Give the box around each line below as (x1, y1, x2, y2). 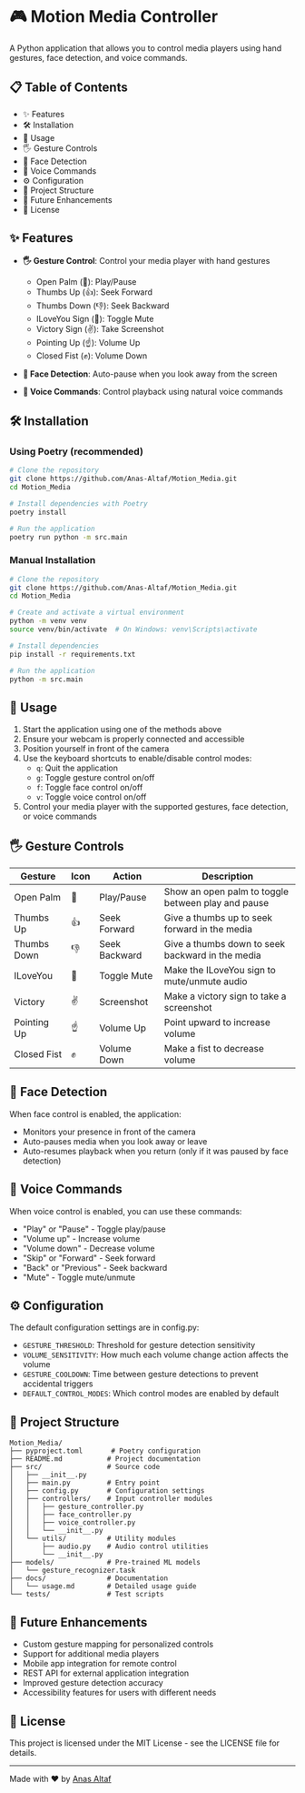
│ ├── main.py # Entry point (9, 1478, 161, 1487)
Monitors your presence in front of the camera (22, 1126, 197, 1137)
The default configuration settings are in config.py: (9, 1322, 200, 1333)
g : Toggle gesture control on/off (35, 772, 155, 783)
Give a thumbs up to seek (163, 912, 273, 924)
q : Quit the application (35, 762, 119, 773)
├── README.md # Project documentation (9, 1455, 202, 1464)
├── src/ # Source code (9, 1463, 161, 1472)
